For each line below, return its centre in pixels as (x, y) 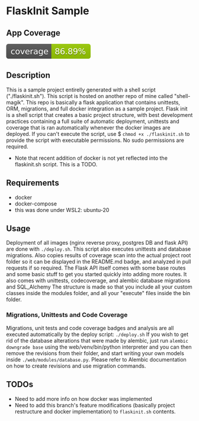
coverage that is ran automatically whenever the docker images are (88, 127)
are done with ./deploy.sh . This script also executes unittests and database (99, 249)
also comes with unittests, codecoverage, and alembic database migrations (98, 281)
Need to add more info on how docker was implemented (83, 398)
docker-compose (36, 204)
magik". (15, 102)
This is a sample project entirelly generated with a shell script (81, 90)
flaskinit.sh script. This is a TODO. (56, 164)
